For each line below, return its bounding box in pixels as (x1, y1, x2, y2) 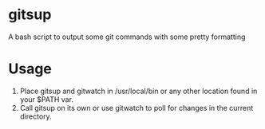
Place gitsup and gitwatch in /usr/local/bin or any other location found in (19, 86, 258, 96)
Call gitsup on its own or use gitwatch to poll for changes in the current (19, 103, 254, 112)
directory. (19, 111, 52, 121)
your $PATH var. (19, 94, 74, 104)
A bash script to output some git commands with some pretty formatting (8, 32, 246, 41)
